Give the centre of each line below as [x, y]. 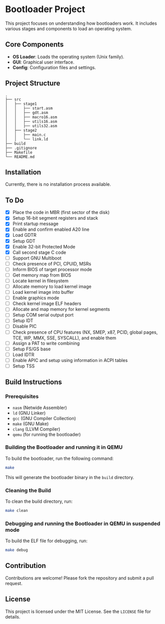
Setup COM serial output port [43, 315]
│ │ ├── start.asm [29, 108]
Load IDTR [23, 354]
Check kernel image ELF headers [47, 303]
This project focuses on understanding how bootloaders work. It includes [81, 23]
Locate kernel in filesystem [40, 281]
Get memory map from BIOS [42, 275]
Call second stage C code [39, 252]
